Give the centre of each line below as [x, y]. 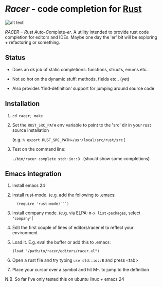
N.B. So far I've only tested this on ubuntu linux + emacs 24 [65, 279]
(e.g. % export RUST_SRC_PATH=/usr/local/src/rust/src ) [69, 140]
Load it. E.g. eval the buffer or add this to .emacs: [61, 242]
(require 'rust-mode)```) [43, 204]
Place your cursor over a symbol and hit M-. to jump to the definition [81, 270]
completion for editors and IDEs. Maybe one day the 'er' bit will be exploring [81, 37]
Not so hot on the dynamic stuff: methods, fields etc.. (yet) [71, 79]
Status [15, 58]
